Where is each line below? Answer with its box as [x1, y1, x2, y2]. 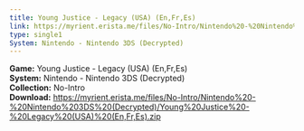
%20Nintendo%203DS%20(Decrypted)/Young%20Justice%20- [9, 101, 251, 113]
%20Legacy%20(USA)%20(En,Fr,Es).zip [9, 111, 161, 122]
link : [9, 22, 30, 31]
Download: [9, 92, 52, 103]
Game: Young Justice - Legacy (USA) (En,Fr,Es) [9, 63, 188, 74]
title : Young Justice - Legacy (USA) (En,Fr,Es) [9, 13, 196, 23]
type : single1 [9, 30, 63, 39]
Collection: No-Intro [9, 82, 86, 93]
